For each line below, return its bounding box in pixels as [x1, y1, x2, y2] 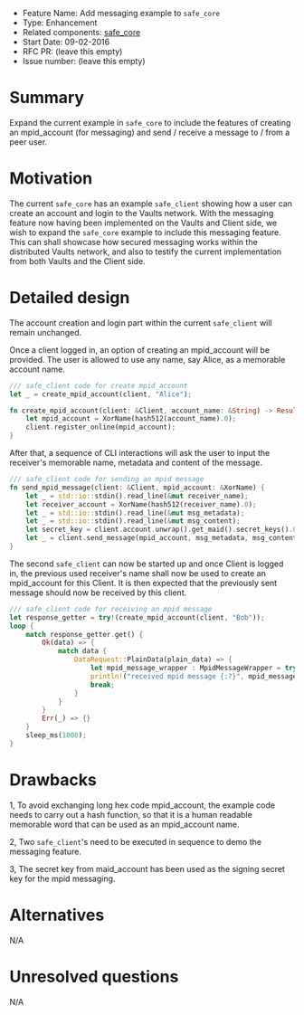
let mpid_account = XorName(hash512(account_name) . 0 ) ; [25, 414, 237, 423]
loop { [9, 621, 34, 631]
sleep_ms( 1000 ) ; [25, 731, 88, 740]
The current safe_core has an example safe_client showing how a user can [9, 198, 292, 209]
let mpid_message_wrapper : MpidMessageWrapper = [90, 664, 281, 673]
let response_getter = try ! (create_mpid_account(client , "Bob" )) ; [9, 612, 265, 622]
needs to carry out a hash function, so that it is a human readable [9, 809, 253, 820]
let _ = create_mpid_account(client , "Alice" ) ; [9, 389, 193, 399]
